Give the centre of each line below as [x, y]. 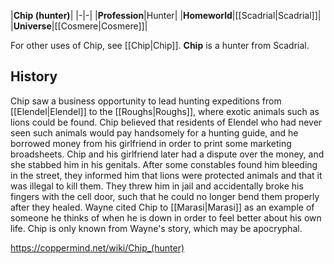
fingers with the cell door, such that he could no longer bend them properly [165, 196]
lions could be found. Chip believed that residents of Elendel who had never [166, 122]
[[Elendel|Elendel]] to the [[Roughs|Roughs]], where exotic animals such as [165, 111]
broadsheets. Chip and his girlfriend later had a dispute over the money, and [167, 154]
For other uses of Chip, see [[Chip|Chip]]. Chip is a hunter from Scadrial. [160, 45]
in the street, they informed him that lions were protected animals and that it [166, 175]
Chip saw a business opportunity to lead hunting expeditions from [146, 101]
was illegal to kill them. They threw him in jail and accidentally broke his [157, 186]
